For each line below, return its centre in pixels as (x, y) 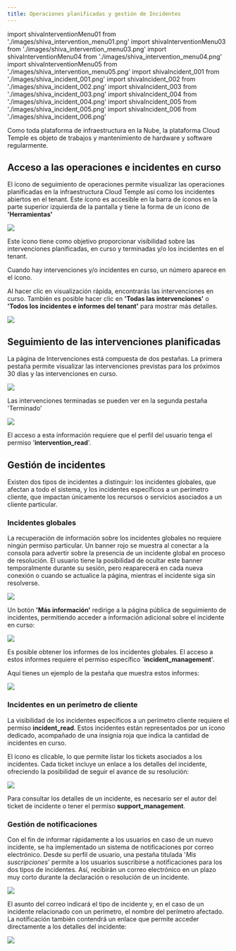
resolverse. (24, 583)
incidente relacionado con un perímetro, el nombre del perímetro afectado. (116, 911)
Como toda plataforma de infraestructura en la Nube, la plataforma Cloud (113, 130)
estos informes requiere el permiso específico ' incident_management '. (111, 660)
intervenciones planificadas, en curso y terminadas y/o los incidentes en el (116, 249)
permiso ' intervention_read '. (49, 443)
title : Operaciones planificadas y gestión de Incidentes (94, 14)
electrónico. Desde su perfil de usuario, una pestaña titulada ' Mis (102, 854)
